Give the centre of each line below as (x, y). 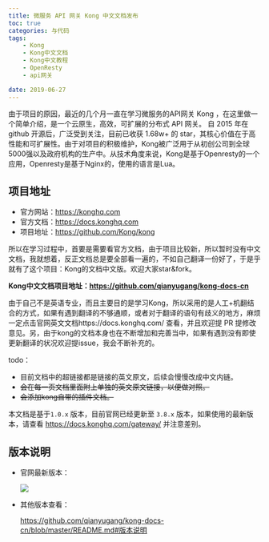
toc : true (25, 23)
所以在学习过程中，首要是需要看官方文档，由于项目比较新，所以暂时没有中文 (134, 249)
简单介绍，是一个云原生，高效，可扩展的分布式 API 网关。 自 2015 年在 (132, 123)
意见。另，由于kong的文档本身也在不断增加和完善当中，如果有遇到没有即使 (132, 333)
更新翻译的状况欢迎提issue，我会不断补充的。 (84, 343)
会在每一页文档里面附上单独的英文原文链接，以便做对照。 (114, 387)
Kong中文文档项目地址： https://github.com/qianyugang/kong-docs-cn (129, 286)
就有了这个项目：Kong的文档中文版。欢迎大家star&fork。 (102, 269)
